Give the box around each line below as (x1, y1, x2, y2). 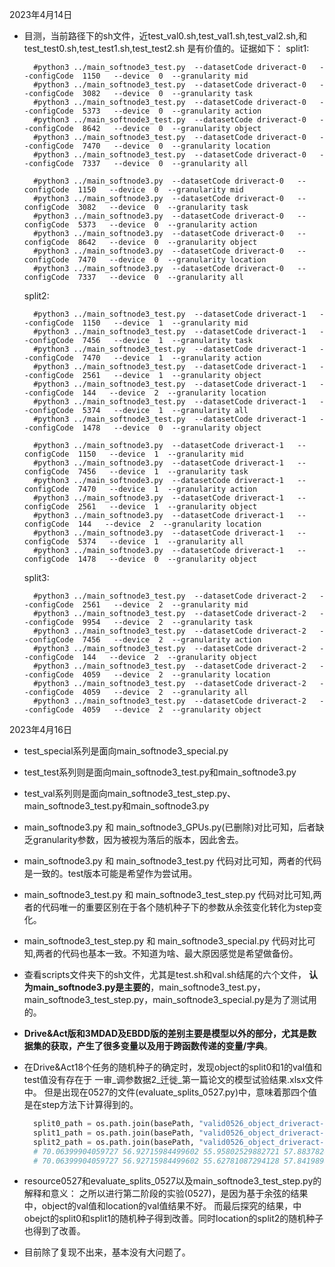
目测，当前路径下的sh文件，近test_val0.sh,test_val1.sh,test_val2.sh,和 (23, 30, 308, 42)
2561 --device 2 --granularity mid (82, 600, 249, 610)
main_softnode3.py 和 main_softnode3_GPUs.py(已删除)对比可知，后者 (23, 821, 316, 833)
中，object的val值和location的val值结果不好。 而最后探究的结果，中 (23, 1200, 302, 1212)
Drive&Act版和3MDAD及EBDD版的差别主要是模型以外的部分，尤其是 (23, 1028, 308, 1039)
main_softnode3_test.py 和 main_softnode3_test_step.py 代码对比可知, (23, 889, 314, 900)
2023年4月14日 (9, 9, 73, 20)
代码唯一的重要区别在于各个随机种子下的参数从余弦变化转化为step (41, 901, 314, 913)
